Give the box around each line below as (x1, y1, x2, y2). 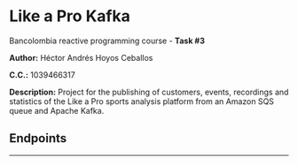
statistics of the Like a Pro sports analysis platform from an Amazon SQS (9, 95, 275, 107)
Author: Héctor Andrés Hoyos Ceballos (9, 52, 153, 63)
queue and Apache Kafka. (9, 105, 105, 116)
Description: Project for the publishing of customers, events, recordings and (9, 86, 289, 97)
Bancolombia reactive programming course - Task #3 (9, 35, 206, 46)
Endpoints (9, 131, 67, 146)
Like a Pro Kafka (9, 6, 130, 26)
